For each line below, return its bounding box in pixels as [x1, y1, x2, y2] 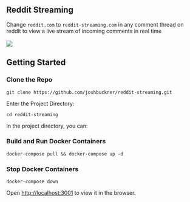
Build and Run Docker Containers [6, 137, 106, 146]
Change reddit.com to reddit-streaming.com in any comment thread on [6, 21, 184, 28]
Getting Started [6, 57, 66, 68]
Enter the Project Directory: [6, 100, 75, 107]
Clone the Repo [6, 76, 53, 84]
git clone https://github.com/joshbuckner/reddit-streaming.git [6, 89, 172, 96]
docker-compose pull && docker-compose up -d [6, 151, 123, 157]
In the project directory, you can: [6, 122, 88, 129]
